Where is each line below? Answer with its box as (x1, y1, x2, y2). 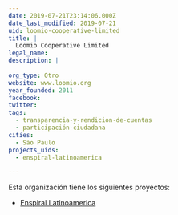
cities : (8, 131, 34, 139)
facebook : (8, 94, 42, 102)
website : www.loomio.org (8, 79, 91, 87)
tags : (8, 109, 26, 117)
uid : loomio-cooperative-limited (8, 26, 120, 34)
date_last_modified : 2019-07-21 (8, 19, 116, 27)
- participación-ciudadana (15, 124, 106, 132)
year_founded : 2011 (8, 86, 74, 95)
